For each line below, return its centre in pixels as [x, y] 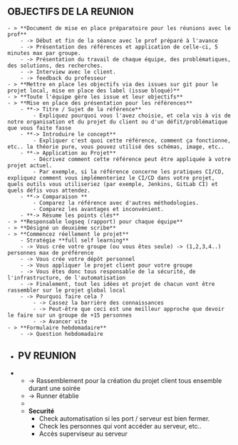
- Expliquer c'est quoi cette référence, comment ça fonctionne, [132, 140]
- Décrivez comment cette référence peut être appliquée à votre [132, 159]
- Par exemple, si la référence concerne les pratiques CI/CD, [129, 172]
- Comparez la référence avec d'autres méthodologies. [116, 203]
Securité [41, 411]
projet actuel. [30, 165]
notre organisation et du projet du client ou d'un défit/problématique [118, 122]
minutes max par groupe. [44, 53]
